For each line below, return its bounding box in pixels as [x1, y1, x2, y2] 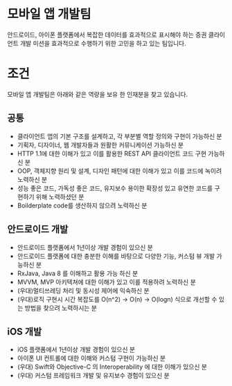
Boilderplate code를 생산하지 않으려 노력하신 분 [17, 201, 148, 210]
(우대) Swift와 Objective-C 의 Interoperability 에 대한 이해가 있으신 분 [17, 362, 208, 371]
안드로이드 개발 [7, 223, 69, 235]
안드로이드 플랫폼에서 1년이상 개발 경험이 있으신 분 [17, 243, 154, 251]
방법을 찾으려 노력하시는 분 [24, 304, 97, 312]
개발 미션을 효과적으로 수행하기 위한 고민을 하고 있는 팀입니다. [19, 39, 186, 47]
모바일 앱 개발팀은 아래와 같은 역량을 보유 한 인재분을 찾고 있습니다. [7, 90, 188, 98]
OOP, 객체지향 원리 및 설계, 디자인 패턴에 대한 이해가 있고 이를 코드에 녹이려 [17, 167, 222, 175]
